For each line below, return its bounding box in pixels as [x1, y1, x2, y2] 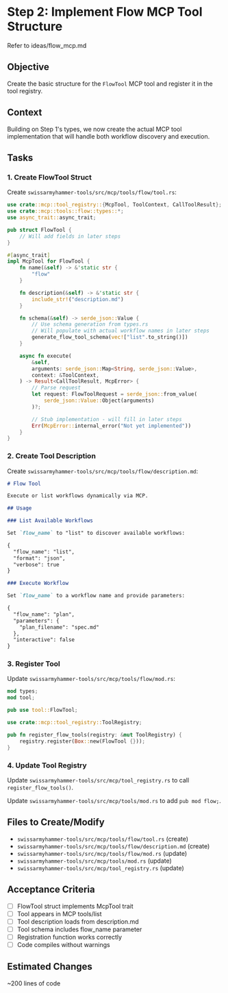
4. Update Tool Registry [7, 761, 87, 770]
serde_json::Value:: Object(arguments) [43, 397, 155, 404]
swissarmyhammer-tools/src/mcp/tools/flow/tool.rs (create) [16, 835, 189, 843]
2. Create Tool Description [7, 451, 96, 461]
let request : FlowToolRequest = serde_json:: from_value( [31, 391, 197, 398]
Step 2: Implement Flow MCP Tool [7, 4, 203, 20]
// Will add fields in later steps [19, 232, 121, 240]
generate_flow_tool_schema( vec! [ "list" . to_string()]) [31, 334, 188, 341]
